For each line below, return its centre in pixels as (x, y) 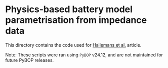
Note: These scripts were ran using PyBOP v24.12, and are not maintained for (84, 55)
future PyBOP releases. (30, 60)
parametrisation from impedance (76, 20)
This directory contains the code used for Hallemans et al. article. (73, 45)
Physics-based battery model (69, 9)
